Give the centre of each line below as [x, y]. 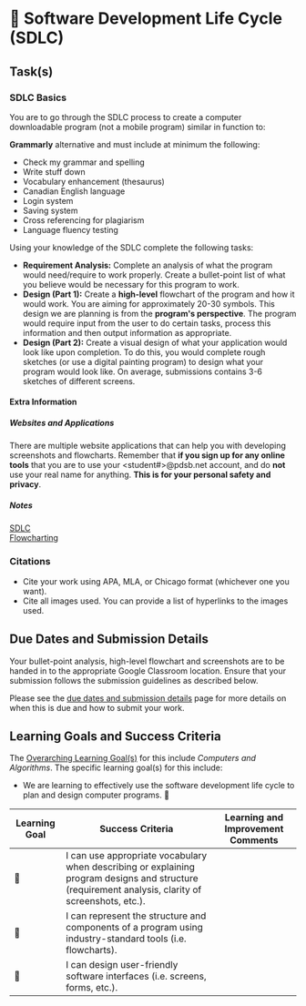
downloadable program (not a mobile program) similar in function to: [138, 127]
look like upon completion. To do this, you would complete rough [144, 352]
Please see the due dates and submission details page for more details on [148, 698]
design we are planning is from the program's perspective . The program [159, 313]
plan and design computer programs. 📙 [96, 795]
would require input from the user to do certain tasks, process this [147, 323]
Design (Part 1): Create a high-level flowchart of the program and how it [158, 294]
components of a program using [134, 928]
